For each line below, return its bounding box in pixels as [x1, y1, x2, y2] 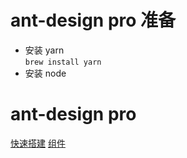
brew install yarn [24, 57, 102, 67]
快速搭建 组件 [10, 137, 66, 149]
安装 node [24, 67, 67, 79]
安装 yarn [24, 44, 65, 56]
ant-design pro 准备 [10, 9, 177, 32]
